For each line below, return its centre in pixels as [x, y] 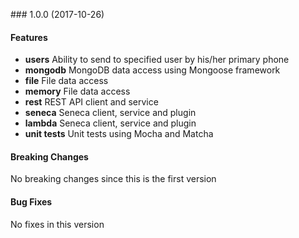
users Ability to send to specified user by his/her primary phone [157, 60]
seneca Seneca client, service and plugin [110, 113]
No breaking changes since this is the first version [113, 179]
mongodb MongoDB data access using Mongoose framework [152, 70]
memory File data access [77, 91]
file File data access [66, 81]
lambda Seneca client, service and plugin [110, 123]
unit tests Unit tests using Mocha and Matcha [119, 134]
